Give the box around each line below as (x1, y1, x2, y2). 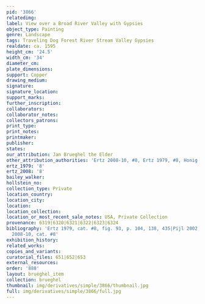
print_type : (6, 123, 37, 129)
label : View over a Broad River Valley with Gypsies (6, 20, 143, 26)
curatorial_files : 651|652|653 (6, 254, 86, 260)
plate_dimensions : (6, 66, 53, 72)
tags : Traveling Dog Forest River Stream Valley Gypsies (6, 37, 154, 44)
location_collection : (6, 208, 62, 215)
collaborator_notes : (6, 112, 59, 118)
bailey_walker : (6, 174, 45, 181)
